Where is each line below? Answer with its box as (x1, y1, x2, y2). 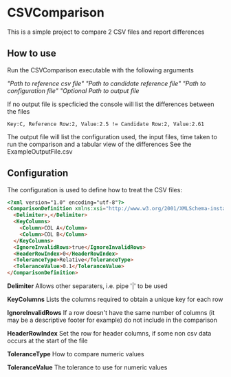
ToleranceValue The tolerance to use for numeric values (7, 363, 168, 371)
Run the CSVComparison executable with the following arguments (7, 65, 194, 74)
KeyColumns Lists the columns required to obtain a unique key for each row (7, 295, 223, 304)
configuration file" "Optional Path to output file (7, 86, 140, 94)
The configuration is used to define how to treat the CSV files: (7, 185, 182, 194)
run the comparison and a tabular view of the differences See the (7, 140, 192, 148)
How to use (7, 48, 56, 59)
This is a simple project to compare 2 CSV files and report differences (7, 28, 205, 36)
